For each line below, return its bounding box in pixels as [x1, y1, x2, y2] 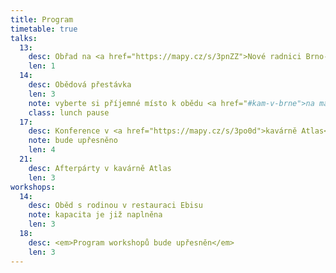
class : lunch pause [28, 107, 110, 118]
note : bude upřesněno [28, 136, 118, 146]
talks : [10, 33, 38, 43]
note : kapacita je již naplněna [28, 210, 163, 220]
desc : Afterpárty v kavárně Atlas [28, 163, 172, 173]
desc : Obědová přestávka [28, 80, 132, 90]
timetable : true [10, 24, 78, 34]
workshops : [10, 182, 56, 192]
